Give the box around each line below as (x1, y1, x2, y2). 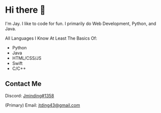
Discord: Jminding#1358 (5, 92, 54, 98)
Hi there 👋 (5, 4, 46, 16)
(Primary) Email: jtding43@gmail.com (5, 102, 80, 108)
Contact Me (5, 80, 42, 88)
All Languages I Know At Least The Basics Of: (5, 35, 97, 41)
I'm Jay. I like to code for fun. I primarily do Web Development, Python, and (5, 21, 157, 26)
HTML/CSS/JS (12, 55, 42, 61)
